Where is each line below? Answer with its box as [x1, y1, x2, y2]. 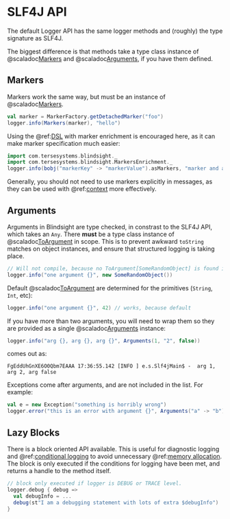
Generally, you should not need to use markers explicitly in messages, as [7, 177, 213, 186]
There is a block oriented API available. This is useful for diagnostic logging [7, 445, 220, 453]
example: [7, 388, 33, 396]
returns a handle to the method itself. [7, 467, 112, 474]
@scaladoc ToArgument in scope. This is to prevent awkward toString [7, 237, 204, 245]
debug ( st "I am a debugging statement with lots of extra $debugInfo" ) [13, 499, 219, 506]
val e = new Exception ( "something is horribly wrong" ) [7, 401, 167, 408]
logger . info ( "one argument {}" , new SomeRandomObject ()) [7, 271, 173, 278]
